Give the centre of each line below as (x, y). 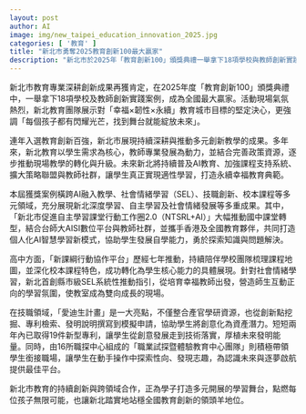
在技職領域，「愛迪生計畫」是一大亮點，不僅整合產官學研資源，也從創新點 (147, 312)
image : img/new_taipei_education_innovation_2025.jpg (114, 35)
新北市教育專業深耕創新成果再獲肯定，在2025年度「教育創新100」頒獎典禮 (149, 87)
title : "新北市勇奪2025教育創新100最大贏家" (87, 52)
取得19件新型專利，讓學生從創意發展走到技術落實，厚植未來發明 (153, 335)
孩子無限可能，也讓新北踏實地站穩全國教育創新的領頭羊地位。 (133, 400)
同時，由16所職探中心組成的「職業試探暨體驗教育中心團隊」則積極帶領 (157, 346)
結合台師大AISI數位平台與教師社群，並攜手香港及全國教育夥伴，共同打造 (160, 228)
